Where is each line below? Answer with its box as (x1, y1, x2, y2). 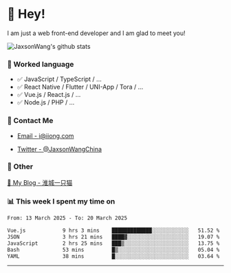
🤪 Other (7, 162, 33, 171)
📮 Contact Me (7, 116, 54, 126)
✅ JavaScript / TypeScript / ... (16, 75, 102, 83)
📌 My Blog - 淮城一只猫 (7, 178, 73, 186)
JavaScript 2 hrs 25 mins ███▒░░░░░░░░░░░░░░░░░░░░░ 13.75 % (7, 240, 220, 247)
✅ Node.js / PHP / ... (16, 98, 75, 107)
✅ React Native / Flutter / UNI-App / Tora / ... (16, 83, 144, 91)
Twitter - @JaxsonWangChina (16, 144, 102, 153)
